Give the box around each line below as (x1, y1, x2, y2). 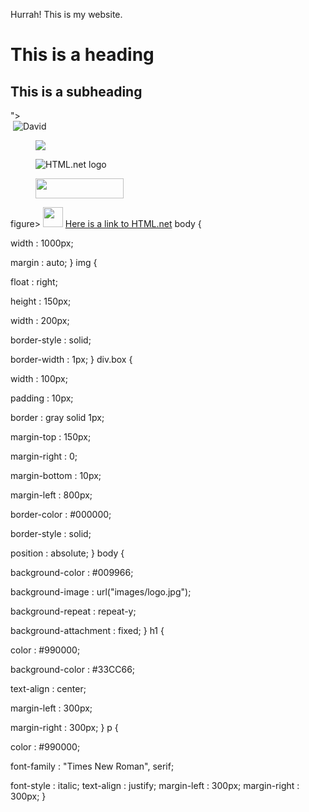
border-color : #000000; (10, 509, 112, 520)
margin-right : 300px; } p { (10, 722, 119, 733)
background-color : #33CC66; (10, 664, 136, 675)
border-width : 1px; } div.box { (10, 354, 133, 365)
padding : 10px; (10, 392, 74, 404)
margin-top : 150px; (10, 431, 92, 443)
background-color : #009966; (10, 567, 134, 578)
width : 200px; (10, 315, 70, 326)
